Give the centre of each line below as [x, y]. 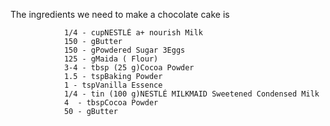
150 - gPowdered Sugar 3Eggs [124, 50]
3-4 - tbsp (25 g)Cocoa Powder [129, 68]
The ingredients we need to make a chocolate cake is [120, 14]
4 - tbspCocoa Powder [111, 103]
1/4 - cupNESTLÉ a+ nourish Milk [133, 33]
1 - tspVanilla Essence [113, 85]
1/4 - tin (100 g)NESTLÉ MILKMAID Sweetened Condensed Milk [191, 94]
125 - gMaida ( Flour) [111, 59]
